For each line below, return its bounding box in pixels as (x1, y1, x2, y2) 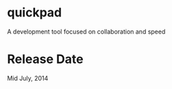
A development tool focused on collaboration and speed (7, 27, 166, 36)
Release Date (7, 51, 84, 67)
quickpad (7, 5, 62, 21)
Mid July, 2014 (7, 74, 49, 82)
